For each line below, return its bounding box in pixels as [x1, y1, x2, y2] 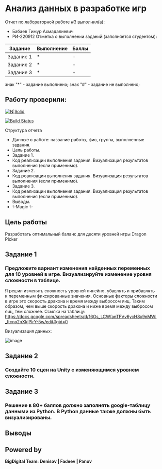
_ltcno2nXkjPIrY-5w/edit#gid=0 [5, 319, 68, 325]
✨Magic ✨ [12, 203, 33, 209]
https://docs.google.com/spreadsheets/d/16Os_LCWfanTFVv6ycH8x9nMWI [5, 314, 157, 319]
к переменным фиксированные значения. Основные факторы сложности [5, 293, 158, 299]
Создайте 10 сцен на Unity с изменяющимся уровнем [5, 366, 139, 373]
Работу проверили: [5, 96, 67, 104]
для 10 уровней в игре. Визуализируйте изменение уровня [5, 270, 152, 277]
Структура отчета [5, 127, 42, 133]
